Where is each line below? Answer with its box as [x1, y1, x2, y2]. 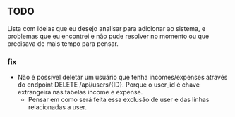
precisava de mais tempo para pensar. [7, 39, 119, 48]
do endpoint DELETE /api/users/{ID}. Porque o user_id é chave [17, 80, 200, 89]
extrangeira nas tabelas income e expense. [17, 88, 143, 97]
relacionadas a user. [28, 103, 87, 111]
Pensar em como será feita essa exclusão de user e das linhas [28, 95, 210, 104]
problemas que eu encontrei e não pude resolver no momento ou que [7, 32, 210, 40]
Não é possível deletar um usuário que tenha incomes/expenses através [17, 73, 228, 82]
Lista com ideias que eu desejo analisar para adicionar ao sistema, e [7, 24, 206, 32]
